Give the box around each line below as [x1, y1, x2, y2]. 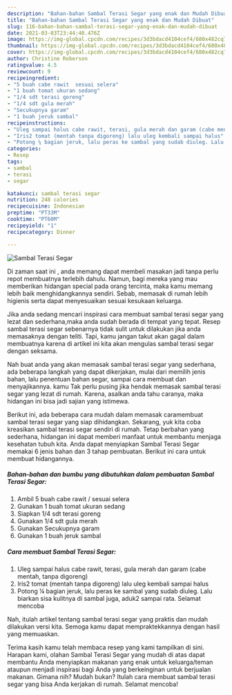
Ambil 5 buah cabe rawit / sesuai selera [17, 495, 130, 503]
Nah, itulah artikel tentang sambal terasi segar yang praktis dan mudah [7, 615, 209, 624]
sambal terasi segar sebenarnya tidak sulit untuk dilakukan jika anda [7, 325, 202, 333]
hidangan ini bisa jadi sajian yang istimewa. [7, 397, 130, 405]
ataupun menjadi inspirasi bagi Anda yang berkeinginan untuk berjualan [7, 665, 211, 674]
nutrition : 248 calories [7, 197, 79, 204]
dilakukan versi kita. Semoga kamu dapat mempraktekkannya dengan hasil [7, 622, 220, 631]
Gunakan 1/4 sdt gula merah [17, 517, 98, 525]
